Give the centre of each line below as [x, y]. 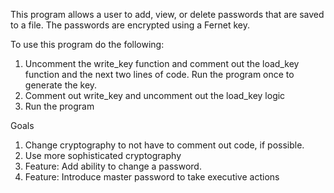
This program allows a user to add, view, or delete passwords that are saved [167, 14]
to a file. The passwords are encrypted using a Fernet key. [130, 25]
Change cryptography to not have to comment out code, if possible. [164, 145]
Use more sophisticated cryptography [103, 155]
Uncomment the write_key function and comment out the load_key [162, 63]
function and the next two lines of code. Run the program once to [159, 74]
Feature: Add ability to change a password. [113, 166]
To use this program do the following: [87, 44]
